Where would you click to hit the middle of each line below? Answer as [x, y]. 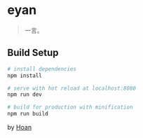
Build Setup [33, 53]
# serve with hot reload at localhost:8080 [72, 88]
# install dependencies [42, 69]
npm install [25, 76]
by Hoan [20, 127]
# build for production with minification [70, 107]
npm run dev [25, 95]
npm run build [28, 114]
